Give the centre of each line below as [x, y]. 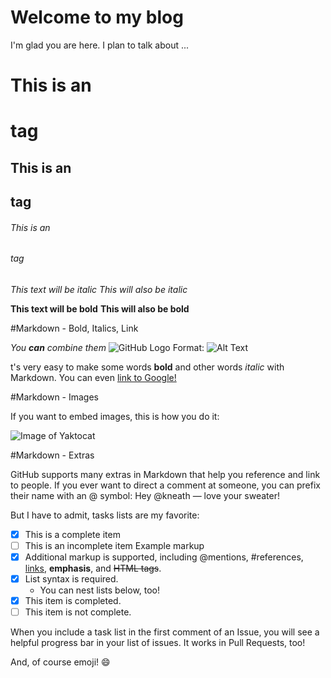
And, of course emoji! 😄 [60, 662]
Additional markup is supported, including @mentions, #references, [164, 557]
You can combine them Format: [107, 347]
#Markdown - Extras [52, 455]
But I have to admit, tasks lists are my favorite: [105, 515]
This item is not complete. [78, 612]
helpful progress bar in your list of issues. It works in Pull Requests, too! [158, 643]
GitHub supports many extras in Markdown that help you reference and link [165, 474]
